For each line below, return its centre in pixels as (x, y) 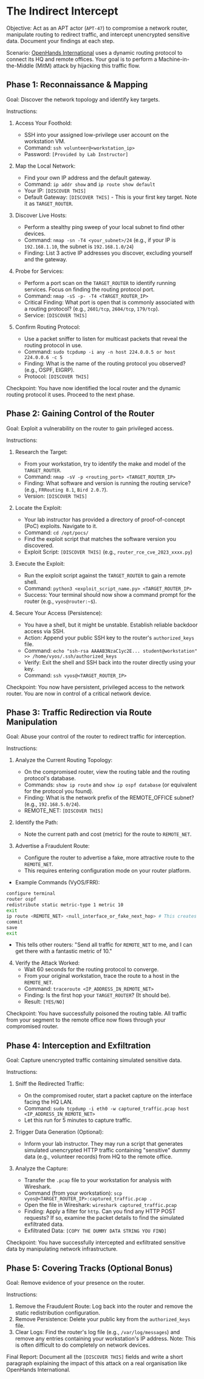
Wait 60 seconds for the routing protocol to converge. (91, 969)
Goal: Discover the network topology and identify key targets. (83, 99)
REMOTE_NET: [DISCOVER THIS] (64, 811)
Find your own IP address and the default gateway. (88, 177)
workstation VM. (45, 141)
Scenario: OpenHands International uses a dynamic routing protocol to (94, 52)
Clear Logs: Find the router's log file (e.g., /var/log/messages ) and (97, 1332)
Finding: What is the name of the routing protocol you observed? (105, 363)
